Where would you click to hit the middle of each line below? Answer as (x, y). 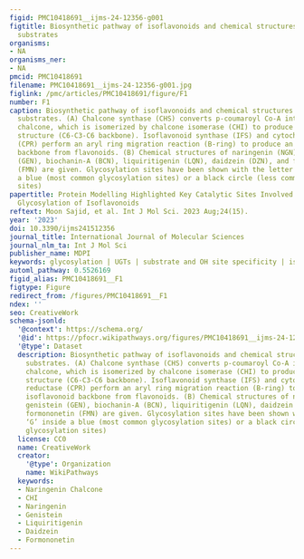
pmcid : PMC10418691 (46, 77)
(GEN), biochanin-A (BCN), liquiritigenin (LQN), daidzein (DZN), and (153, 161)
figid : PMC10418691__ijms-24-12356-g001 (87, 18)
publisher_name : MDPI (50, 254)
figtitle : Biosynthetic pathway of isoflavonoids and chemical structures (153, 26)
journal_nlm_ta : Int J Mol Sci (68, 246)
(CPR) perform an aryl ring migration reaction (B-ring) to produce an (156, 144)
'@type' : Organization (68, 464)
